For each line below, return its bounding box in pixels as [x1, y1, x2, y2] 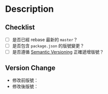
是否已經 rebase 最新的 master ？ [12, 37, 78, 42]
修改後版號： [12, 84, 38, 89]
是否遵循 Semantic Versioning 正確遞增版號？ [12, 49, 104, 55]
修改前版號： [12, 77, 38, 83]
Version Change [5, 63, 55, 72]
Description [5, 3, 54, 15]
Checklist [5, 23, 35, 31]
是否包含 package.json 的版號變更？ [12, 43, 84, 49]
